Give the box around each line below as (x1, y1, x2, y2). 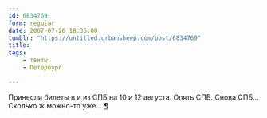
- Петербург (22, 64, 62, 72)
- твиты (22, 57, 48, 65)
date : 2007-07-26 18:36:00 (8, 26, 98, 34)
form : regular (8, 19, 56, 27)
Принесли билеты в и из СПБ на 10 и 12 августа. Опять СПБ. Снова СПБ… (8, 92, 259, 102)
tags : (8, 49, 26, 57)
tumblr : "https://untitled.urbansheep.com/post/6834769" (8, 33, 202, 42)
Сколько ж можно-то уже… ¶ (8, 100, 109, 110)
